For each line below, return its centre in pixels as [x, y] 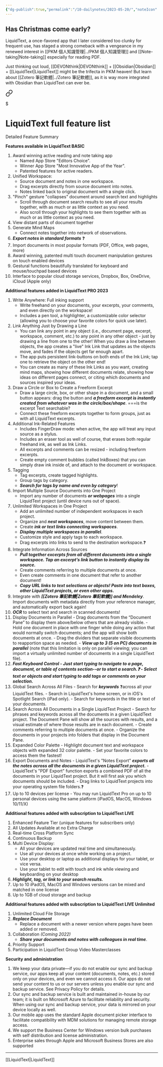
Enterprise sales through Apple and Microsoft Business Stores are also [83, 1041]
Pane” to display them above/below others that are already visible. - [80, 622]
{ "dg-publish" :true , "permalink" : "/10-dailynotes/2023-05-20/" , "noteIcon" [81, 9]
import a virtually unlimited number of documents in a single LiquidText [83, 653]
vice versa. [31, 864]
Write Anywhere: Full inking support [48, 300]
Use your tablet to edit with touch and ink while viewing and [79, 869]
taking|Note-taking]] [26, 57]
